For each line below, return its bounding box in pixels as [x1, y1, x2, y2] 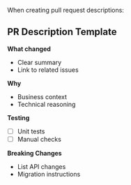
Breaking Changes [7, 149, 62, 157]
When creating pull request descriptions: [7, 6, 124, 14]
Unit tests [17, 127, 45, 135]
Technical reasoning [17, 100, 76, 108]
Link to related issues [17, 66, 79, 74]
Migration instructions [17, 170, 81, 178]
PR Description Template [7, 26, 117, 38]
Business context [17, 92, 68, 101]
